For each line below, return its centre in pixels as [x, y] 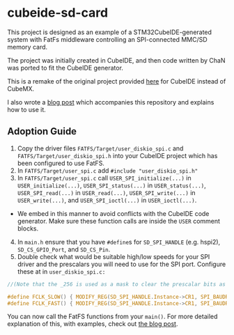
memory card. [28, 47]
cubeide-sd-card [58, 13]
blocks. [28, 228]
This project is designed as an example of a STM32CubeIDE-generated [110, 32]
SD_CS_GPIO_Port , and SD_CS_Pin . [64, 249]
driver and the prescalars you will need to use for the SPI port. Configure [122, 264]
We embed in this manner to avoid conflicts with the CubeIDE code [113, 213]
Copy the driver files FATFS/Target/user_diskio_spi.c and [100, 148]
